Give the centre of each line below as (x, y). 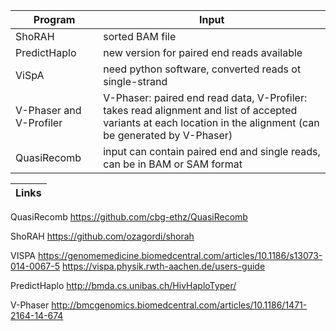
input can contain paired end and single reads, (212, 151)
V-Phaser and (48, 110)
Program (54, 19)
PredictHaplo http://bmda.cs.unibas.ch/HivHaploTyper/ (123, 285)
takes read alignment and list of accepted (200, 110)
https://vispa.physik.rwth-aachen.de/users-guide (163, 266)
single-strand (135, 81)
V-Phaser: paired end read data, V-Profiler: (205, 97)
